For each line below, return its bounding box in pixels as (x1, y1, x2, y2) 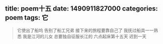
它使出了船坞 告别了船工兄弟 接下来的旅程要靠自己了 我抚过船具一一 (17, 27, 154, 33)
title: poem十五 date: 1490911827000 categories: (5, 4, 158, 13)
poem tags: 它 (5, 14, 48, 22)
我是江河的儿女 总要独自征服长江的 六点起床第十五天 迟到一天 (23, 33, 147, 39)
